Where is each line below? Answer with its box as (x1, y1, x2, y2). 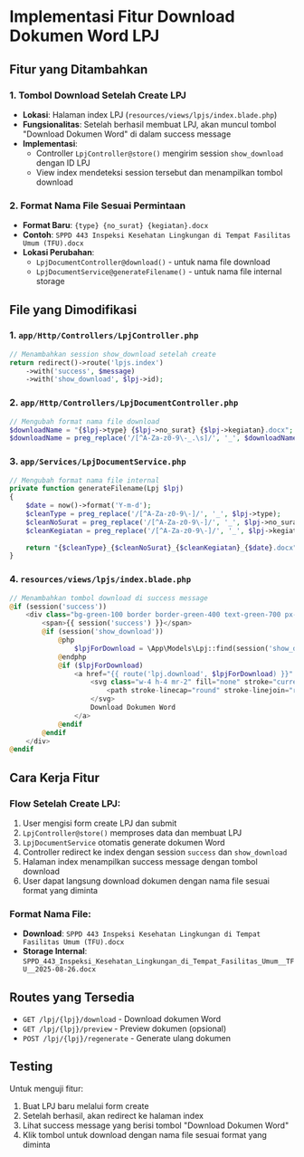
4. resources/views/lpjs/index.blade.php (9, 573, 192, 586)
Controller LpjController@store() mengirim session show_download (35, 148, 284, 158)
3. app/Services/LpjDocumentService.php (9, 455, 187, 468)
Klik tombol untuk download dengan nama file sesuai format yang (22, 1129, 267, 1140)
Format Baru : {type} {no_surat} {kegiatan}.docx (22, 220, 209, 231)
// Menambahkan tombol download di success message (9, 593, 208, 603)
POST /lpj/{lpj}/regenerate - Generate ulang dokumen (22, 1033, 231, 1044)
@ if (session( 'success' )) (9, 602, 107, 611)
